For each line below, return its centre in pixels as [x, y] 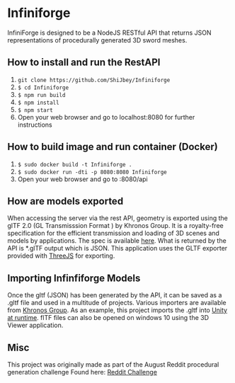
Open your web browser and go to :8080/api [82, 179]
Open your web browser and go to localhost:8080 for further [106, 117]
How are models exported [65, 201]
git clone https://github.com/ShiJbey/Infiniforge [94, 80]
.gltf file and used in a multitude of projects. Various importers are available [117, 303]
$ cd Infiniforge [43, 87]
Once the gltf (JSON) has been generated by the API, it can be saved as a [115, 295]
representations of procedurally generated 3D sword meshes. [97, 40]
